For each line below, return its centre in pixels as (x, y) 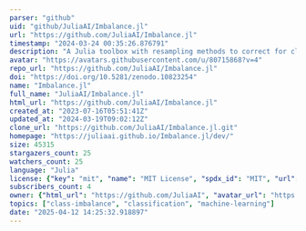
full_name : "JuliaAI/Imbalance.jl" (77, 94)
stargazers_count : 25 (51, 153)
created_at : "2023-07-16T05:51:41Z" (79, 111)
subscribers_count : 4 (51, 187)
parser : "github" (42, 18)
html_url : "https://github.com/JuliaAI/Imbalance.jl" (114, 102)
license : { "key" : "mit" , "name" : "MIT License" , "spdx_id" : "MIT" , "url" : (154, 178)
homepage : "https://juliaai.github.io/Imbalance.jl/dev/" (122, 136)
